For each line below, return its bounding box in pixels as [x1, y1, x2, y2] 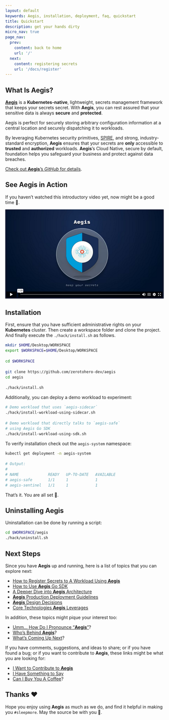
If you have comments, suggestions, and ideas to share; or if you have [5, 645, 151, 650]
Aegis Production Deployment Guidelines [12, 594, 99, 600]
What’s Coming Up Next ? [12, 635, 65, 641]
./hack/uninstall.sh [5, 536, 49, 541]
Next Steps [5, 549, 41, 558]
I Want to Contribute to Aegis [12, 665, 73, 671]
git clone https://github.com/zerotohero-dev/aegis [5, 369, 116, 374]
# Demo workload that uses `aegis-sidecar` [5, 405, 98, 410]
